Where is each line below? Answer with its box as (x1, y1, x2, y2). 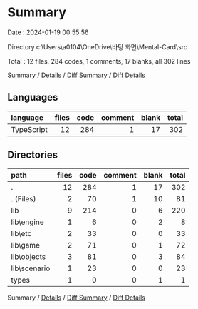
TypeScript (11, 124, 48, 134)
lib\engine (11, 217, 44, 227)
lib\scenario (11, 263, 51, 273)
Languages (7, 91, 58, 103)
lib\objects (11, 251, 46, 261)
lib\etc (11, 228, 32, 238)
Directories (7, 149, 58, 161)
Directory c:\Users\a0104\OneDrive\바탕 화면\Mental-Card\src (7, 42, 187, 51)
